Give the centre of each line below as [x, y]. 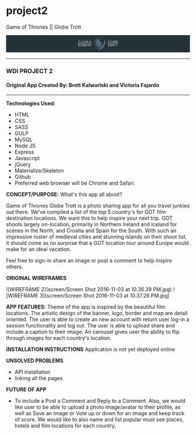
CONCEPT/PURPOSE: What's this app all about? [64, 195]
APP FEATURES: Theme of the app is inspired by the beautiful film [86, 307]
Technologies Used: [31, 103]
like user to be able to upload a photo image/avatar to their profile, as [97, 407]
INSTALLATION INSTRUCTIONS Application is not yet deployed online [91, 350]
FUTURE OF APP [26, 389]
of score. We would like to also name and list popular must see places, [99, 420]
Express [24, 152]
